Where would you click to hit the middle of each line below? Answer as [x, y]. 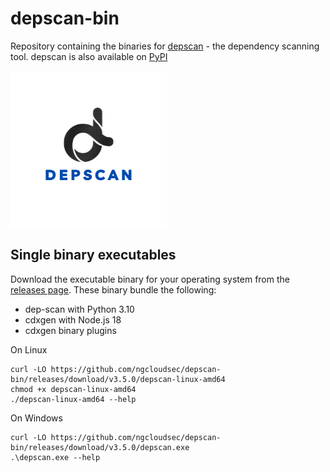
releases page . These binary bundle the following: [113, 289]
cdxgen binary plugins [70, 330]
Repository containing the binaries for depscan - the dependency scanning [165, 46]
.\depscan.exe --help [55, 457]
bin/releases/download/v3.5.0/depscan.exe [100, 447]
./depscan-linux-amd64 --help [73, 399]
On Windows [36, 418]
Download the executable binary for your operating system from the [150, 279]
